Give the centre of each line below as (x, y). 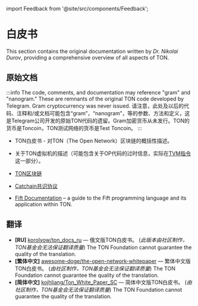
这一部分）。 (29, 160)
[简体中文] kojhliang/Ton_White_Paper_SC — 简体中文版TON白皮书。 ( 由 (103, 282)
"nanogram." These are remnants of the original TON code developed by (95, 99)
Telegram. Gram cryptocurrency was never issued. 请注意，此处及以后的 (95, 106)
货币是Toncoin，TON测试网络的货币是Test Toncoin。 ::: (74, 128)
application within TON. (43, 204)
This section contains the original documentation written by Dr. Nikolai (92, 51)
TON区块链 (28, 173)
